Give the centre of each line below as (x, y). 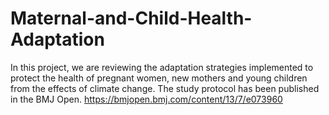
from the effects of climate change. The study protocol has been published (165, 88)
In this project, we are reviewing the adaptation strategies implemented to (162, 67)
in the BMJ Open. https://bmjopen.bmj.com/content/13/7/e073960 (146, 99)
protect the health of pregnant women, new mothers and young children (159, 78)
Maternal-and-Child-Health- (131, 18)
